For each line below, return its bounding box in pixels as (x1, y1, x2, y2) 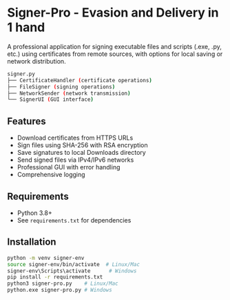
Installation (7, 236, 56, 248)
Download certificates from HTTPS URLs (17, 133, 134, 142)
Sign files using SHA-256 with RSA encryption (17, 141, 148, 149)
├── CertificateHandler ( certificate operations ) (7, 77, 153, 84)
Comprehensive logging (17, 171, 85, 179)
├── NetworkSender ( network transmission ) (7, 90, 131, 97)
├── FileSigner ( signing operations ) (7, 83, 116, 91)
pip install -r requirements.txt (7, 274, 103, 281)
